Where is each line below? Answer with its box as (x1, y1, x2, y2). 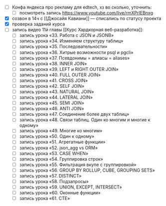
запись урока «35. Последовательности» (19, 43, 108, 49)
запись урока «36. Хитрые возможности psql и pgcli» (19, 49, 134, 55)
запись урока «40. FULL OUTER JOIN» (19, 72, 101, 78)
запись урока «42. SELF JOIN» (19, 83, 85, 89)
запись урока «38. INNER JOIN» (19, 60, 87, 66)
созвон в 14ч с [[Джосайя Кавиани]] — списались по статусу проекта (11, 15, 162, 21)
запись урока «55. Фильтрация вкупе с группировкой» (19, 162, 137, 168)
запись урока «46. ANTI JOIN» (19, 106, 84, 112)
